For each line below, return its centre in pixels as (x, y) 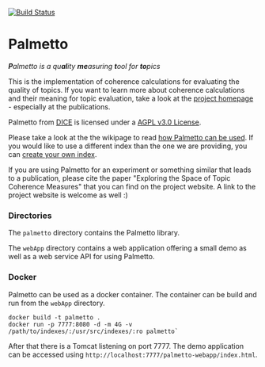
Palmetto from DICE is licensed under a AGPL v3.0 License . (105, 122)
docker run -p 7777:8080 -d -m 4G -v (70, 324)
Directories (30, 216)
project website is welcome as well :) (68, 195)
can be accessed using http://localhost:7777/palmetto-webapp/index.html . (133, 354)
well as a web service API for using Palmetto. (81, 257)
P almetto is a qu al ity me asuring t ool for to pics (84, 66)
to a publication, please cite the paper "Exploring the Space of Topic (119, 178)
